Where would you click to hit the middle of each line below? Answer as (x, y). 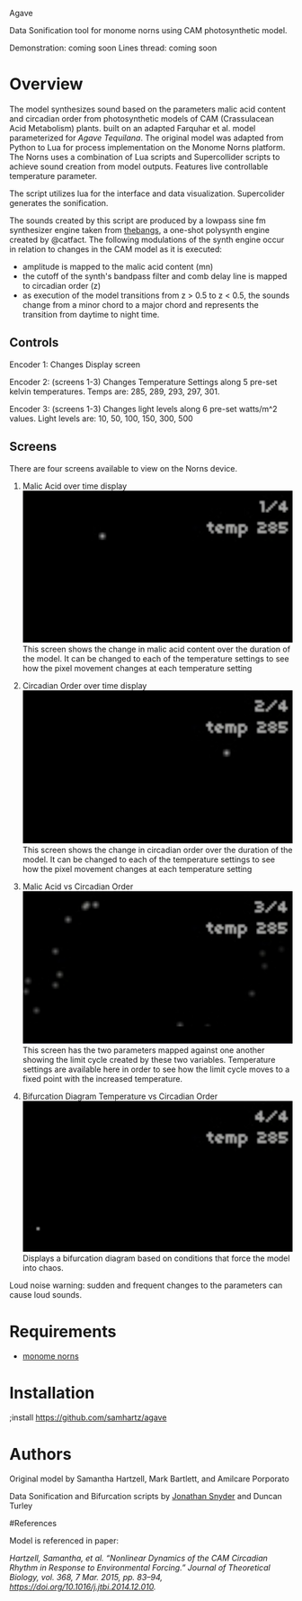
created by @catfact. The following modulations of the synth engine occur (147, 239)
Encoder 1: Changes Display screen (75, 364)
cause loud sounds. (46, 1295)
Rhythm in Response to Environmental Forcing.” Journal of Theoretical (140, 1568)
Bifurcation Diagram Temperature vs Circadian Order (120, 1096)
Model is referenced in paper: (64, 1541)
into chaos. (43, 1268)
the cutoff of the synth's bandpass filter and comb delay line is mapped (155, 276)
